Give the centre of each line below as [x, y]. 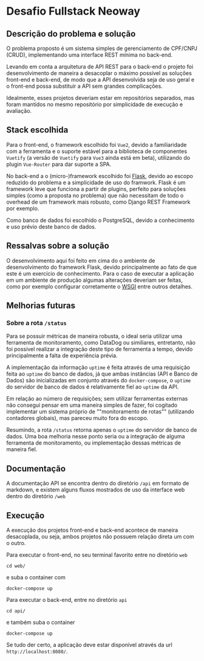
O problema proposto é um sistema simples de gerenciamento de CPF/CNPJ [102, 48]
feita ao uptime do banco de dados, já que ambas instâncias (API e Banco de [102, 374]
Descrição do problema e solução [71, 34]
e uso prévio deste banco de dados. [51, 226]
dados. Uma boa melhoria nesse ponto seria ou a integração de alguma [96, 437]
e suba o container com [36, 577]
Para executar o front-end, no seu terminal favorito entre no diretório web [97, 555]
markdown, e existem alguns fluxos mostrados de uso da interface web [96, 490]
